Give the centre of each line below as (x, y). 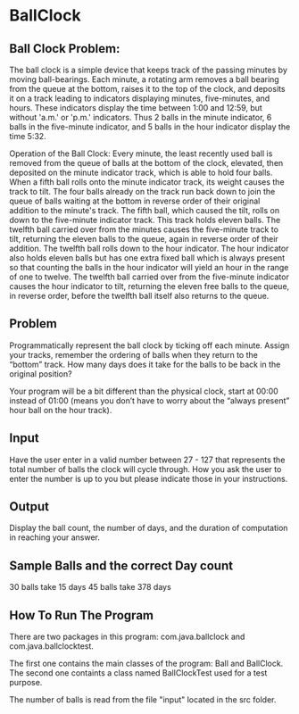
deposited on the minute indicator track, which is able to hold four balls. (141, 172)
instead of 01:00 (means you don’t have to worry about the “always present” (149, 400)
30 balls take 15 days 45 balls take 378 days (90, 587)
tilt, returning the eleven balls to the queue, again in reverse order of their (144, 239)
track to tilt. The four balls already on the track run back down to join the (142, 191)
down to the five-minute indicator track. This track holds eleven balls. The (145, 220)
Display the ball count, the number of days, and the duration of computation (149, 528)
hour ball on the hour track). (61, 410)
